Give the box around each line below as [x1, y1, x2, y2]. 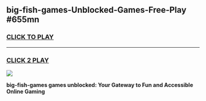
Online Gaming [6, 88, 45, 95]
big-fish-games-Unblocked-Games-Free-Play [6, 5, 187, 15]
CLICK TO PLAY [6, 33, 54, 42]
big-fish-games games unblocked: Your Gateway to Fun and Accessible [6, 81, 193, 88]
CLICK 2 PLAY [6, 56, 49, 64]
